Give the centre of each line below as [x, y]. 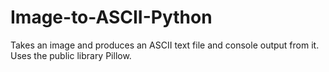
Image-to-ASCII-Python [111, 17]
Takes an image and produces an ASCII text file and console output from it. [165, 45]
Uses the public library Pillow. [71, 55]
